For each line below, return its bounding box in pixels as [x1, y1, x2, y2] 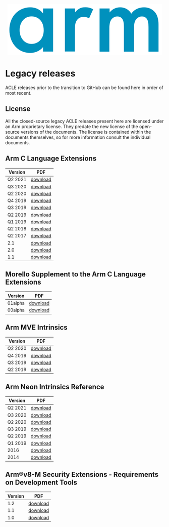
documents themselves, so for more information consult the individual [5, 134, 151, 140]
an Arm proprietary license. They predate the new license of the [5, 123, 139, 130]
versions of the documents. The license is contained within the [21, 129, 151, 135]
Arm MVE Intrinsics [5, 323, 68, 332]
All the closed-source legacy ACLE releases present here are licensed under [5, 118, 164, 124]
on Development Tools [5, 478, 77, 487]
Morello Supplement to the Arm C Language [5, 270, 146, 278]
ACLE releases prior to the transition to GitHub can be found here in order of [5, 85, 163, 91]
